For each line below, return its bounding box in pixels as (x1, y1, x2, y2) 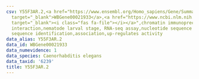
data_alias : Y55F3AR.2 (6, 36, 62, 42)
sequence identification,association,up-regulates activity (11, 31, 163, 37)
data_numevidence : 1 (6, 48, 57, 53)
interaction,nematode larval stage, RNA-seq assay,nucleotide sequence (11, 25, 192, 31)
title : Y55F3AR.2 (6, 64, 49, 70)
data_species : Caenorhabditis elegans (6, 53, 102, 59)
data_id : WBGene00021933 (6, 42, 68, 48)
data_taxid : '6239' (6, 58, 54, 64)
